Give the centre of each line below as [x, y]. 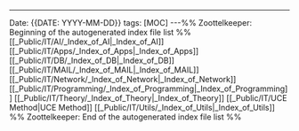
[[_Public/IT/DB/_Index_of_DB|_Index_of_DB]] [92, 60]
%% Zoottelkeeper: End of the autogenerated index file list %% [125, 117]
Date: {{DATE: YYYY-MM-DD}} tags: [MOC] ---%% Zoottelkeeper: [130, 23]
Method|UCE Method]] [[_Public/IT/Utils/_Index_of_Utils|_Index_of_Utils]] [142, 108]
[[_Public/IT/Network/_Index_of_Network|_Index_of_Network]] [123, 79]
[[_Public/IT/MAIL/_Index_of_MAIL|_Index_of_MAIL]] [104, 70]
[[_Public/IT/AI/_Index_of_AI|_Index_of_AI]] [87, 42]
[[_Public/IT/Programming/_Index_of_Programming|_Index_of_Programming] [149, 89]
